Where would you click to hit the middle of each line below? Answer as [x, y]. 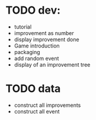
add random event [36, 58]
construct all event [37, 111]
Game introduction [37, 46]
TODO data [33, 89]
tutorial [23, 27]
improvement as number [44, 33]
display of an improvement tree [52, 64]
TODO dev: [33, 10]
